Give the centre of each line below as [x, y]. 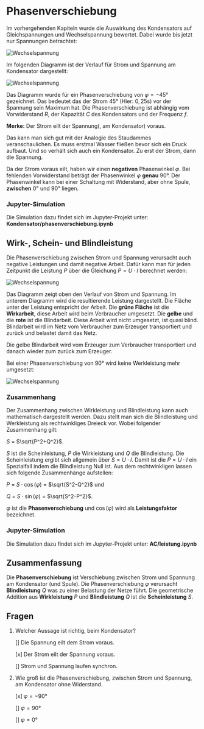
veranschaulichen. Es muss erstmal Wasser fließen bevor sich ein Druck [97, 144]
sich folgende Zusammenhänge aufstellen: [60, 473]
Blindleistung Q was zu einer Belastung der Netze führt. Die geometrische [100, 590]
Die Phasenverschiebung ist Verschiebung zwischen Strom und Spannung [100, 577]
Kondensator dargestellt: [37, 71]
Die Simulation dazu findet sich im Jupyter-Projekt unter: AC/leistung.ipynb [102, 544]
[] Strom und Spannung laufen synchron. [66, 666]
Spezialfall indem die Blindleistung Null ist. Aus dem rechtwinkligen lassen [99, 467]
